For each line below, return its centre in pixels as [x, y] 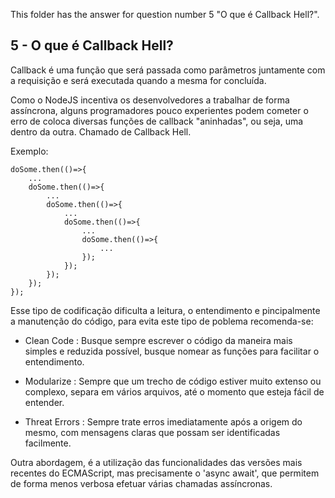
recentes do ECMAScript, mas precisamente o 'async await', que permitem [165, 473]
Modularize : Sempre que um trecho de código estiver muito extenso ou [173, 381]
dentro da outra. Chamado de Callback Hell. [101, 131]
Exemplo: [29, 151]
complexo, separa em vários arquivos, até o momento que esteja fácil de [174, 391]
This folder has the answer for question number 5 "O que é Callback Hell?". [165, 14]
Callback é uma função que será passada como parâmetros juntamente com [168, 70]
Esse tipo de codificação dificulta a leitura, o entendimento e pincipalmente [165, 310]
